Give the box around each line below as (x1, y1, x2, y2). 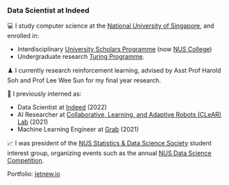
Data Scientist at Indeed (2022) (17, 103, 108, 112)
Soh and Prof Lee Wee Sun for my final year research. (7, 76, 162, 85)
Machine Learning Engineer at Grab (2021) (17, 125, 139, 134)
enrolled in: (7, 32, 40, 40)
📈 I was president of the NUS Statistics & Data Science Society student (7, 139, 212, 148)
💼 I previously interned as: (7, 89, 82, 98)
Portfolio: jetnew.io (7, 170, 60, 178)
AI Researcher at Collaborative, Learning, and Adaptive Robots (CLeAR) (17, 110, 222, 119)
